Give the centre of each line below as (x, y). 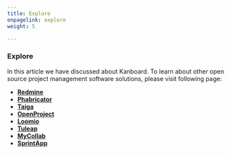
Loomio (28, 121)
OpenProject (36, 113)
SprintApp (32, 143)
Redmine (30, 92)
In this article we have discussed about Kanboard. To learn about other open (116, 71)
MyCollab (31, 135)
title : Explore (29, 13)
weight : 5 (21, 26)
